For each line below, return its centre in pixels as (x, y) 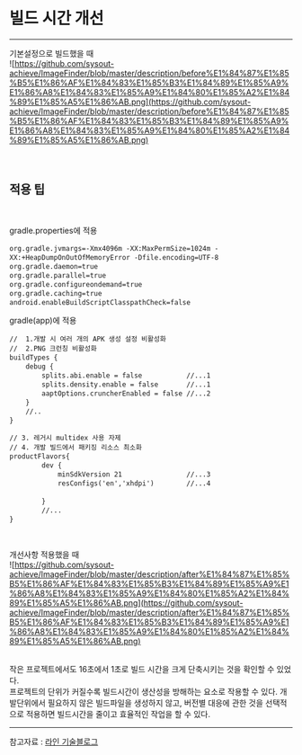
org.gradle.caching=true (56, 293)
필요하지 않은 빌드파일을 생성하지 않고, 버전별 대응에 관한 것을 (155, 703)
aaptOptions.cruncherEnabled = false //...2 (126, 393)
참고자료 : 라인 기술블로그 (54, 742)
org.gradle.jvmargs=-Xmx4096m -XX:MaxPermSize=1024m (110, 248)
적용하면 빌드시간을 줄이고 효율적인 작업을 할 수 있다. (118, 714)
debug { (40, 366)
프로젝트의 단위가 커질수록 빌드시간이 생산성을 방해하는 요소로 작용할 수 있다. (144, 691)
